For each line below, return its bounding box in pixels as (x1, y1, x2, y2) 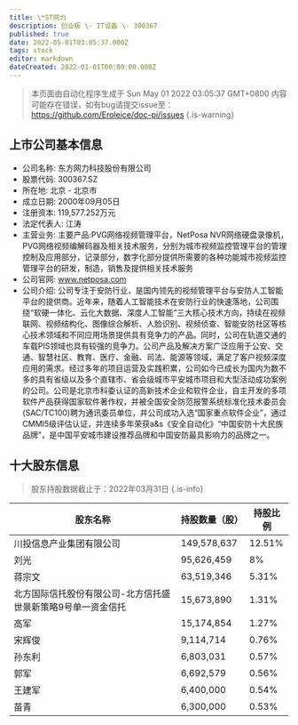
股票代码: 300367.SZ (21, 173, 98, 184)
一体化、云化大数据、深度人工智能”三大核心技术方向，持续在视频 (48, 307, 286, 318)
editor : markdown (9, 54, 74, 63)
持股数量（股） (180, 513, 244, 526)
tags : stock (9, 46, 53, 55)
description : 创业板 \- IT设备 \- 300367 (9, 21, 158, 30)
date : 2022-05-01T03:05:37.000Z (9, 37, 129, 47)
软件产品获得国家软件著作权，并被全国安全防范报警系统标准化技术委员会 (21, 396, 286, 407)
